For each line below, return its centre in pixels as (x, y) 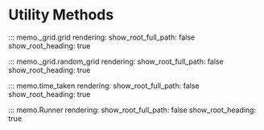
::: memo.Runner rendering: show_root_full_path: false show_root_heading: (132, 110)
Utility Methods (61, 15)
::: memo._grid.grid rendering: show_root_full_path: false (102, 37)
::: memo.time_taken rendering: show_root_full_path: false (104, 86)
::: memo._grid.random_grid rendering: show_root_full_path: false (116, 61)
